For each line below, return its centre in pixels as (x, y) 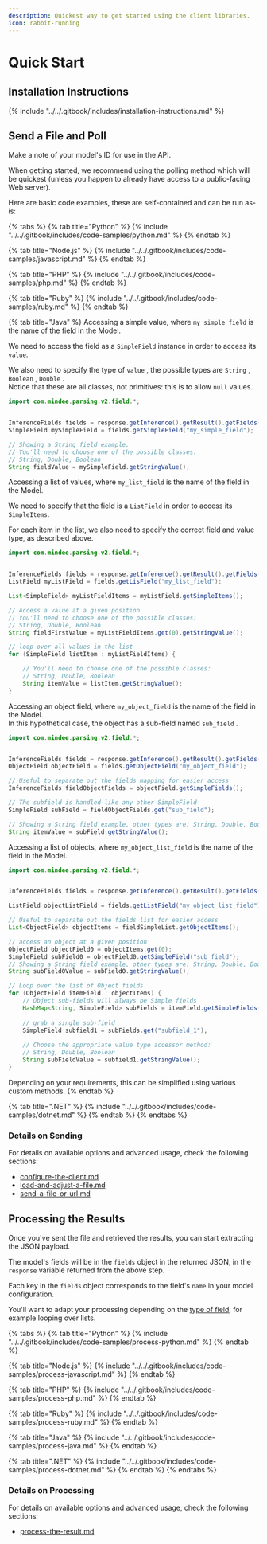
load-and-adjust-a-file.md (62, 1185)
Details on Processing (51, 1490)
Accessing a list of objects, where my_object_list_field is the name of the (130, 847)
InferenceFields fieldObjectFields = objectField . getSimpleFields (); (126, 788)
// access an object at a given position (78, 942)
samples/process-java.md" (52, 1445)
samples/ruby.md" (39, 307)
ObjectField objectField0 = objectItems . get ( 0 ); (90, 949)
